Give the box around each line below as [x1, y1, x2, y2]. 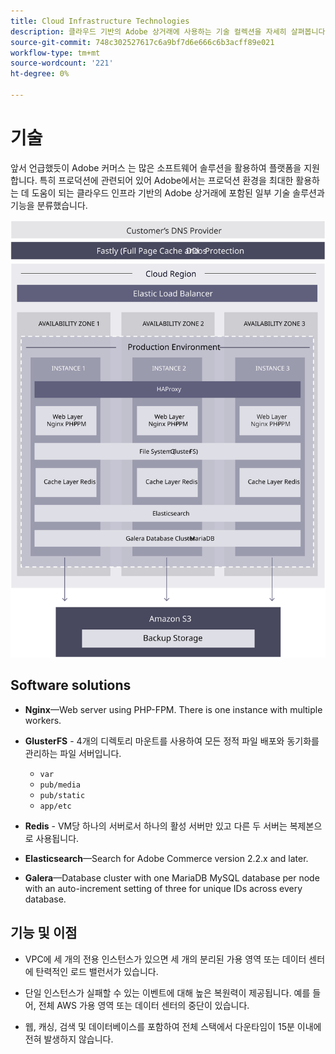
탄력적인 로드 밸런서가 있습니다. [35, 965, 159, 977]
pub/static [39, 790, 86, 800]
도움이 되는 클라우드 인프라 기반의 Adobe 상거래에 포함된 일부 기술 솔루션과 [31, 186, 325, 199]
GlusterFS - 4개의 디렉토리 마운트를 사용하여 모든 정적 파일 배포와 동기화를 [24, 735, 320, 747]
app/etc [39, 801, 72, 811]
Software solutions [10, 677, 132, 694]
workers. [24, 714, 62, 726]
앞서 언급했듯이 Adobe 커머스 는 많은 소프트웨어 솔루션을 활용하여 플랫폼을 [10, 161, 302, 174]
